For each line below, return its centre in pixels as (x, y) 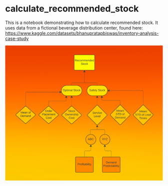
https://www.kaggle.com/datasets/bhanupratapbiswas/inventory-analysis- (82, 33)
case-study (17, 38)
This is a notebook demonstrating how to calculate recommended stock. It (82, 22)
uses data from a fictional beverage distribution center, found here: (74, 27)
